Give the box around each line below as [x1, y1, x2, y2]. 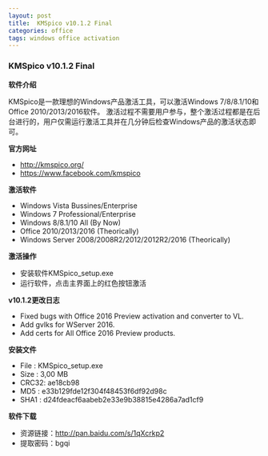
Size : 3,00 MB [19, 369, 69, 378]
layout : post [8, 11, 52, 20]
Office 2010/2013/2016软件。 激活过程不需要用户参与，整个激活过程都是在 [8, 106, 254, 116]
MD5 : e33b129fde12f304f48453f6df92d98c [19, 386, 167, 396]
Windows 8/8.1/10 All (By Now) [19, 218, 122, 227]
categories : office [8, 26, 74, 34]
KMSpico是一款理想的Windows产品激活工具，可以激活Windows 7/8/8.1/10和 [8, 97, 259, 106]
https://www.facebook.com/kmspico [19, 168, 142, 178]
